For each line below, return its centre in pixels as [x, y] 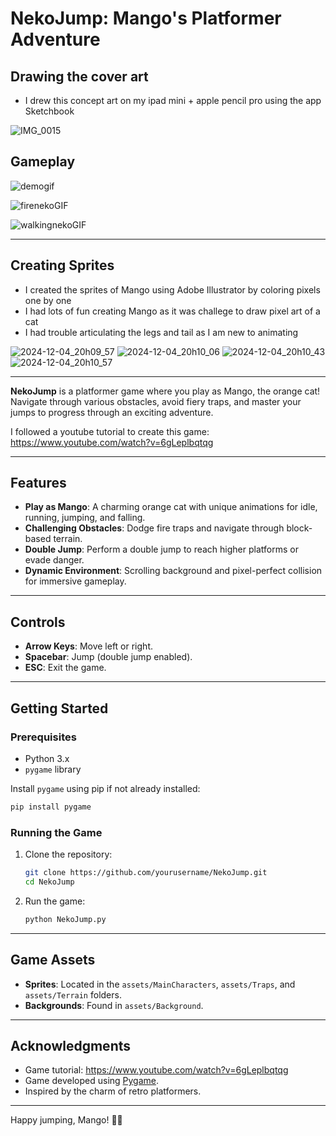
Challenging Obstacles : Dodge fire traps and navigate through [154, 528]
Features [38, 483]
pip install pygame [51, 807]
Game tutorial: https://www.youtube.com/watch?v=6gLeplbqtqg [156, 1070]
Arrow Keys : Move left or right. [88, 646]
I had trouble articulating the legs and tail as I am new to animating [161, 332]
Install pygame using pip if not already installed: [105, 788]
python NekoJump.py [65, 919]
